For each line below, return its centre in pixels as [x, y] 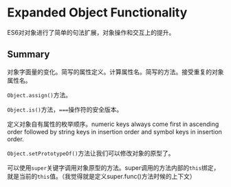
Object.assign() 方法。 [40, 95]
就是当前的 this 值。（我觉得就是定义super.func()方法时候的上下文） [101, 176]
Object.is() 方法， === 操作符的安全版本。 [65, 109]
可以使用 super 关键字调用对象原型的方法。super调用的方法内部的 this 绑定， [113, 167]
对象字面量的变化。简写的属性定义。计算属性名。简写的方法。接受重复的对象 [115, 72]
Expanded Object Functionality [97, 13]
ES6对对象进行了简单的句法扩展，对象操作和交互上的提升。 [91, 32]
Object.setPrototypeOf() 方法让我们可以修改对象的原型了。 [91, 153]
